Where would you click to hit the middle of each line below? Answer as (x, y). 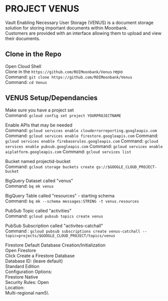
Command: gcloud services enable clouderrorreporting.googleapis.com (81, 130)
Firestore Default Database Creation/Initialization (55, 245)
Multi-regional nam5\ (27, 292)
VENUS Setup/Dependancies (51, 98)
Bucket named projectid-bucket (38, 161)
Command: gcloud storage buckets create (50, 166)
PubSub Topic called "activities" (38, 210)
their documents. (23, 38)
